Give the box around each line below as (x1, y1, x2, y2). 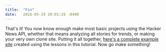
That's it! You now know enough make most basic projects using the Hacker (5, 25, 162, 31)
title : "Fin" (5, 7, 35, 12)
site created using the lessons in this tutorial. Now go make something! (5, 41, 151, 47)
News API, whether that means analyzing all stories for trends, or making (5, 31, 155, 37)
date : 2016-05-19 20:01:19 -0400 (5, 12, 79, 17)
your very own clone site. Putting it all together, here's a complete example (5, 36, 159, 42)
